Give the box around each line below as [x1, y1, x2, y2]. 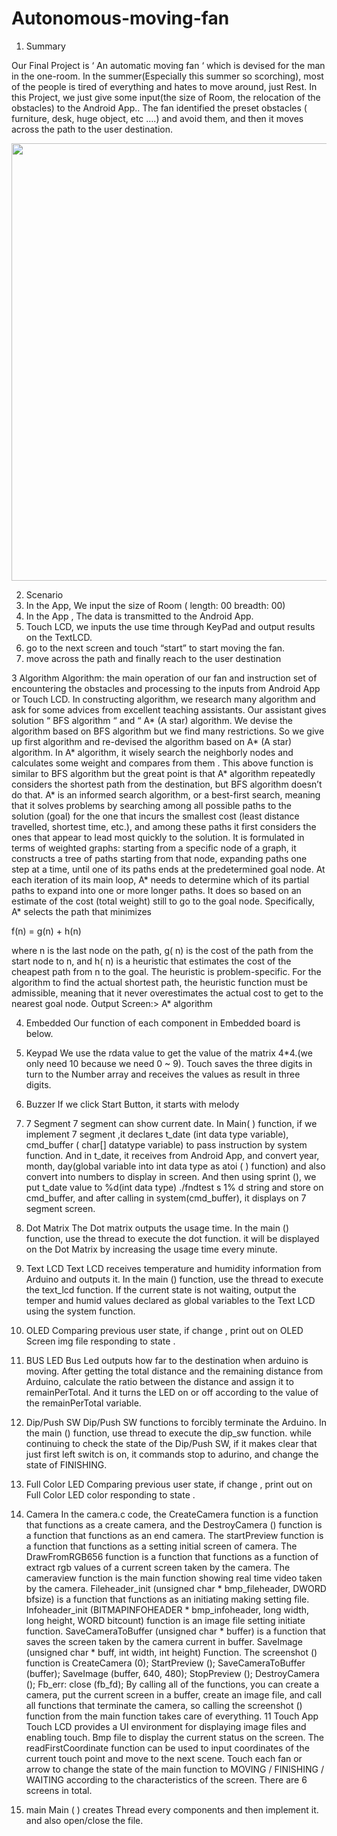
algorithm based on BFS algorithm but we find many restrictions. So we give [11, 725, 325, 737]
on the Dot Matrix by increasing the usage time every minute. [25, 1243, 278, 1255]
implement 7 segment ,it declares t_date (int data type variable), [25, 1128, 289, 1140]
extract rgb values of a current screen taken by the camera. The [25, 1561, 291, 1573]
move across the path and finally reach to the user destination [25, 652, 282, 664]
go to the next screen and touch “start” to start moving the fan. [25, 642, 286, 654]
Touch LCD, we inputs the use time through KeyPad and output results [25, 620, 316, 632]
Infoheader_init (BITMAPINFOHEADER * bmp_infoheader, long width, [25, 1603, 310, 1616]
